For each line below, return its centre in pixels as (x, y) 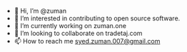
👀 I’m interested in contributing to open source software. (97, 18)
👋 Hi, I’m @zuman (40, 11)
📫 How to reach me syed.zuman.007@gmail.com (87, 41)
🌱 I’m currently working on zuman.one (70, 26)
